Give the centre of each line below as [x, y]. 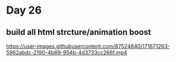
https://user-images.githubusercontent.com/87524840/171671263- [88, 46]
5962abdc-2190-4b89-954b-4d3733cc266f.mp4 [67, 53]
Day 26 [24, 10]
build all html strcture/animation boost [79, 32]
